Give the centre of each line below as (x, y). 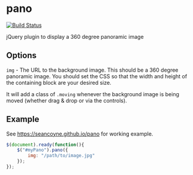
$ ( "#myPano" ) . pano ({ (43, 150)
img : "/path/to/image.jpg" (61, 156)
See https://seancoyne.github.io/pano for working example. (80, 134)
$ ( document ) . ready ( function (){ (45, 145)
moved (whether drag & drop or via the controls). (67, 100)
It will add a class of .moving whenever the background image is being (93, 94)
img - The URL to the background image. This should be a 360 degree (92, 70)
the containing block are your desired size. (59, 82)
